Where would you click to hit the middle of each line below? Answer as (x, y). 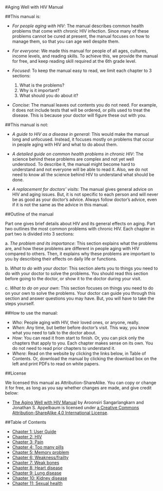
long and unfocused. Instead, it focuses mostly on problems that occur (83, 139)
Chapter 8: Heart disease (37, 468)
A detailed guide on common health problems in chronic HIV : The (78, 154)
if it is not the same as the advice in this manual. (60, 205)
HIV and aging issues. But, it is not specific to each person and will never (85, 194)
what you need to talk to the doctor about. (54, 333)
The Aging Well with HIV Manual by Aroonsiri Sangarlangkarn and (78, 402)
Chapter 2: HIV (27, 437)
